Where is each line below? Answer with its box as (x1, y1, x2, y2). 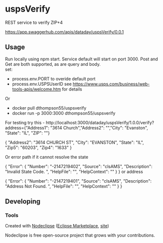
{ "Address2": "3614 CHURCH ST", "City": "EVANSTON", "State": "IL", (5, 139, 145, 145)
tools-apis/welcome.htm (12, 86, 61, 92)
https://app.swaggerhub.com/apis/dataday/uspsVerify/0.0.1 (5, 29, 124, 35)
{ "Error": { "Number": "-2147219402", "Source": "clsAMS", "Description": (5, 163, 153, 169)
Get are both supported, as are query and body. (5, 61, 101, 67)
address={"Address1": (5, 125, 50, 131)
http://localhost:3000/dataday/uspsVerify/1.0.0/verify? (45, 119, 154, 125)
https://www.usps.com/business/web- (72, 81, 150, 87)
